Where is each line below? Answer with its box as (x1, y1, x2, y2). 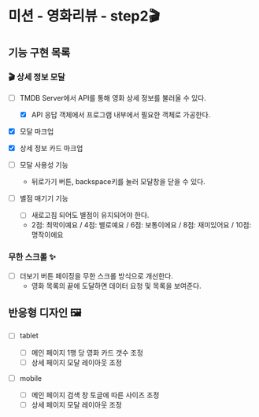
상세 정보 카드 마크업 (19, 143, 83, 153)
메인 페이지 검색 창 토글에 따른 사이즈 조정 (31, 390, 160, 400)
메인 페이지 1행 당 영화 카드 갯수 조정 (31, 348, 144, 357)
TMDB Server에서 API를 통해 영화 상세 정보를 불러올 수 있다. (19, 93, 207, 102)
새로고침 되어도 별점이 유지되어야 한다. (31, 210, 150, 220)
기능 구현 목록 (8, 46, 71, 59)
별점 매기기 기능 (19, 194, 68, 203)
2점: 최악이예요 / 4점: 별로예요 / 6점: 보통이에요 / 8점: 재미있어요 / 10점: (31, 220, 252, 230)
